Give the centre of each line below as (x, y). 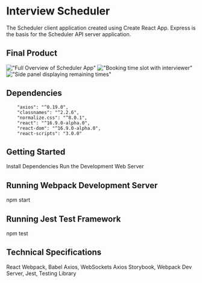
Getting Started (36, 152)
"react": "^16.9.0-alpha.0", (54, 123)
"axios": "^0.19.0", (43, 107)
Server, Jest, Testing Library (41, 273)
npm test (17, 233)
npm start (18, 200)
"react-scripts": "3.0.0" (50, 133)
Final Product (32, 53)
